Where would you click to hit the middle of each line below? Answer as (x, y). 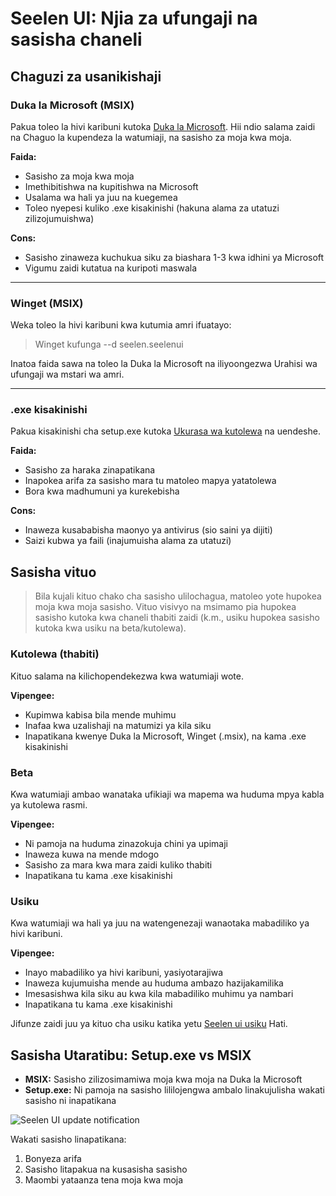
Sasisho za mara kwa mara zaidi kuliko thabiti (118, 864)
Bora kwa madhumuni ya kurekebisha (102, 491)
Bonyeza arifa (53, 1158)
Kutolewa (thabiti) (55, 654)
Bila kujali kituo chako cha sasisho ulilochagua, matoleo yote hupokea (178, 596)
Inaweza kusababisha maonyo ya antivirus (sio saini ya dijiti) (148, 530)
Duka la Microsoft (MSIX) (72, 105)
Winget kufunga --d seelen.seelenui (109, 344)
